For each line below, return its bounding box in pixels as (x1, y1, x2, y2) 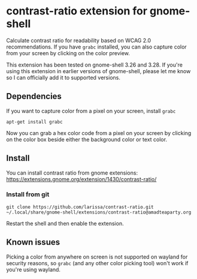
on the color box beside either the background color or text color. (6, 136, 168, 143)
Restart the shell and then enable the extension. (6, 220, 124, 227)
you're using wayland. (6, 266, 61, 273)
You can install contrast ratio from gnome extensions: (6, 169, 138, 176)
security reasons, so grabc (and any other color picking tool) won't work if (6, 259, 189, 266)
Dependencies (6, 91, 62, 101)
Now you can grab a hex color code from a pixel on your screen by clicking (6, 129, 192, 136)
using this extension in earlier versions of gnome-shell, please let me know (6, 67, 191, 74)
